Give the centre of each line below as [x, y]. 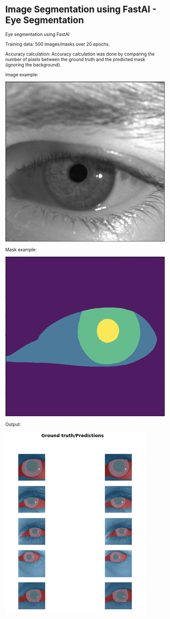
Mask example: [21, 250]
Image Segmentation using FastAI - [81, 9]
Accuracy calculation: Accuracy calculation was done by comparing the [80, 54]
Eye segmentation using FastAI [37, 34]
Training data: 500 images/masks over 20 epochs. [58, 44]
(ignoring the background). [33, 65]
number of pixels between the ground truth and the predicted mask [75, 59]
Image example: [22, 74]
